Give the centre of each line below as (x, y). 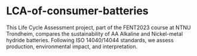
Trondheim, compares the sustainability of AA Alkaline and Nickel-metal (95, 33)
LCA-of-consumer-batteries (78, 11)
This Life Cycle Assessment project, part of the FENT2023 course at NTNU (98, 27)
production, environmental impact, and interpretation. (72, 46)
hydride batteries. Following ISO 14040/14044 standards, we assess (90, 40)
